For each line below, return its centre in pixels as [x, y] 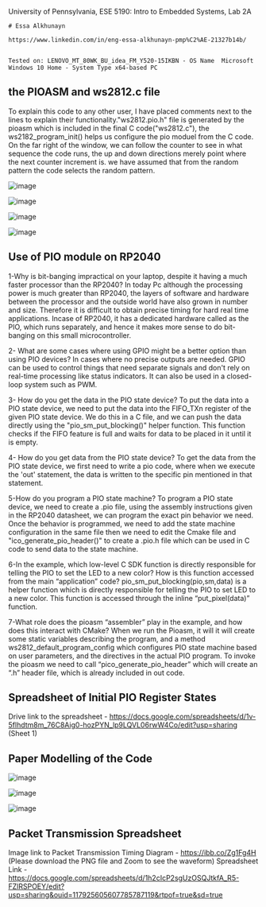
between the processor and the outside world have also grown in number [128, 301]
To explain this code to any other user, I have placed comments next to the [130, 111]
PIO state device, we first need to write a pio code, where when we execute [132, 466]
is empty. [23, 442]
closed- [239, 376]
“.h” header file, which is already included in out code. [96, 672]
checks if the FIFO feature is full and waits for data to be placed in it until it [130, 433]
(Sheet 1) [23, 734]
